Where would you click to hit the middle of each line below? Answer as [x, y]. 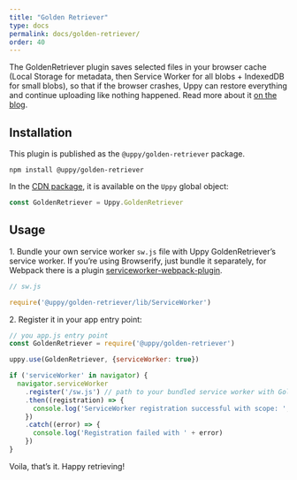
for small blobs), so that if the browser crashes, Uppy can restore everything [148, 86]
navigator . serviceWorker [63, 384]
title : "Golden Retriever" [59, 17]
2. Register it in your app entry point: [76, 319]
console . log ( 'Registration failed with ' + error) [128, 433]
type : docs [29, 26]
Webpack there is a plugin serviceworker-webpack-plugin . [116, 270]
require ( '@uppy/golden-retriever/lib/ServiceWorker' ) [110, 302]
